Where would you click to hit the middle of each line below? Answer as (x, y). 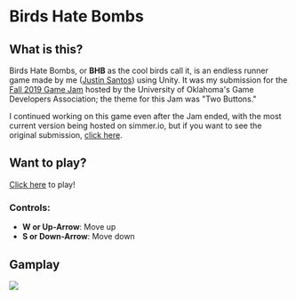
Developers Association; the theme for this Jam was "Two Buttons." (133, 99)
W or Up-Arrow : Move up (69, 227)
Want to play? (48, 163)
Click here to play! (42, 184)
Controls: (30, 207)
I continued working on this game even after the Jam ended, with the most (145, 116)
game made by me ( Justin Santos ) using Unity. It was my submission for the (148, 80)
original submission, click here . (66, 135)
